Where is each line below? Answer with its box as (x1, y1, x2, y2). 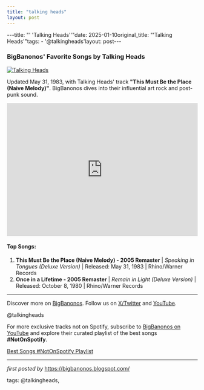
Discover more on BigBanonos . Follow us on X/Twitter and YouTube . (7, 300, 177, 307)
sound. (21, 91, 38, 98)
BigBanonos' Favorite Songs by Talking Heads (7, 53, 145, 61)
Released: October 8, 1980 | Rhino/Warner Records (15, 282, 143, 289)
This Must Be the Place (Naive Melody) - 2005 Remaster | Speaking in (15, 256, 194, 264)
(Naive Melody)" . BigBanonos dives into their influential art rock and (7, 84, 178, 91)
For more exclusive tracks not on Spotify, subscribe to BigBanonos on (7, 323, 181, 330)
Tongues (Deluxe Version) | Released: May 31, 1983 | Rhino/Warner (15, 263, 183, 270)
